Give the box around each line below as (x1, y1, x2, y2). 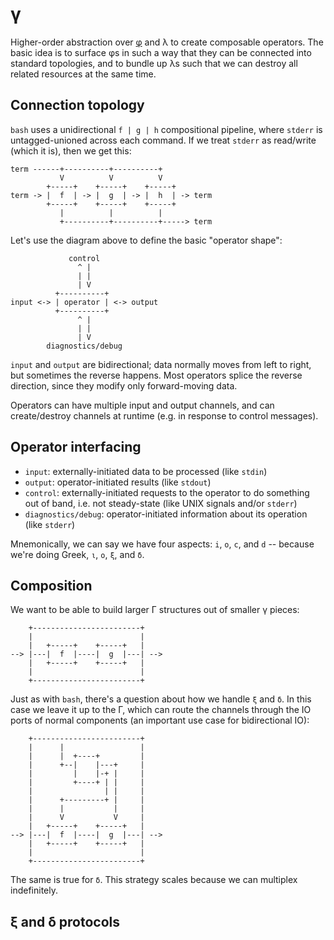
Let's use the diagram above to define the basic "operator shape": (10, 234, 283, 246)
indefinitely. (10, 884, 58, 897)
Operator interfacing (10, 439, 142, 456)
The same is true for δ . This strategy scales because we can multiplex (10, 874, 298, 886)
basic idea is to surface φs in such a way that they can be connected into (10, 46, 312, 58)
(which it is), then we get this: (10, 144, 132, 157)
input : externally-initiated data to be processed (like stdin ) (24, 465, 268, 477)
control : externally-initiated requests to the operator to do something (24, 486, 310, 498)
